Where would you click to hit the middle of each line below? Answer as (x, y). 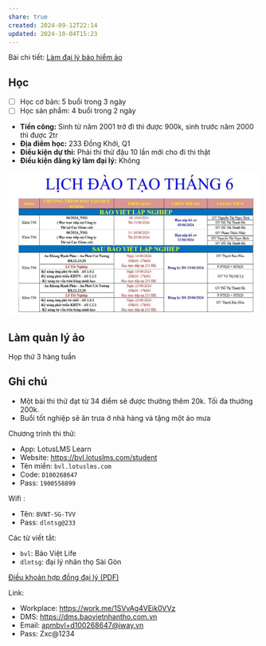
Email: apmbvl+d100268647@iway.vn (82, 625)
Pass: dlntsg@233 (47, 522)
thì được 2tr (39, 135)
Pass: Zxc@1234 (47, 633)
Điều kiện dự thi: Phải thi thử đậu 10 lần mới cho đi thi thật (115, 153)
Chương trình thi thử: (42, 433)
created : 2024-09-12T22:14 (53, 25)
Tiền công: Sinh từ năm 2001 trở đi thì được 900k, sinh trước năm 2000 (137, 127)
